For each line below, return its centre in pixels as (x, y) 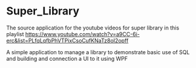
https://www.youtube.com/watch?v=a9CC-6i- (83, 34)
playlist (15, 34)
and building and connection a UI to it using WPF (67, 58)
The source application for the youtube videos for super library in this (93, 28)
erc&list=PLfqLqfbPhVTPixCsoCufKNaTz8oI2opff (67, 40)
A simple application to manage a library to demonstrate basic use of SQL (98, 52)
